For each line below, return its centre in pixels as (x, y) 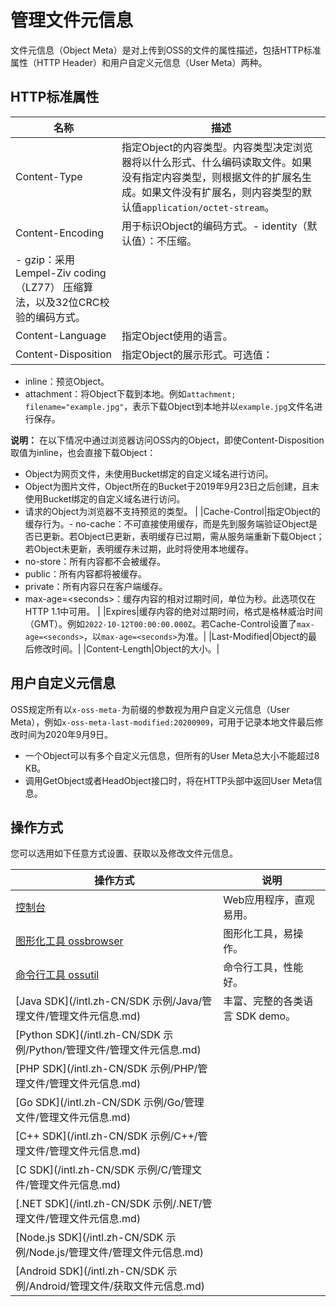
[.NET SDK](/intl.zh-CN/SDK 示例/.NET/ (109, 1204)
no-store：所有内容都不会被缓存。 (95, 561)
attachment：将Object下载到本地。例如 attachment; (130, 393)
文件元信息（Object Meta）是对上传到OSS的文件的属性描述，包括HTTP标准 (166, 50)
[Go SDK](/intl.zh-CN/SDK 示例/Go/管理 (110, 1103)
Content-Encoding (59, 233)
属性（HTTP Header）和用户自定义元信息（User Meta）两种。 (139, 62)
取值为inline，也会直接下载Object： (83, 452)
